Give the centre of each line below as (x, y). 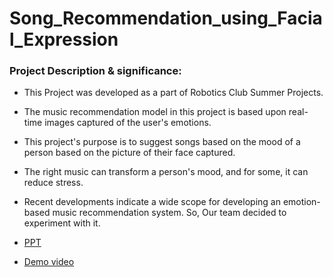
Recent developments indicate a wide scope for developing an (152, 202)
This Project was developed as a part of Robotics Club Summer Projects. (173, 93)
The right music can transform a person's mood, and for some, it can (166, 172)
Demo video (49, 262)
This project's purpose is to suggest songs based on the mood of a (162, 142)
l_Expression (64, 39)
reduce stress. (53, 183)
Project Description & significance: (95, 71)
